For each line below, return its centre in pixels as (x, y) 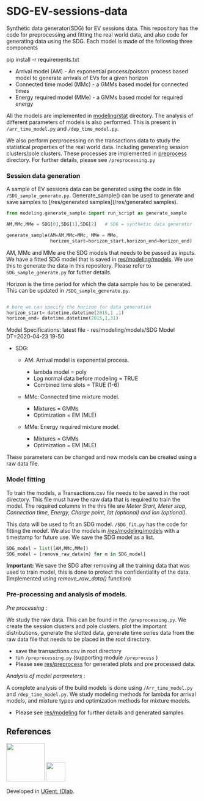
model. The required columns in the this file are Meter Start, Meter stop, (97, 506)
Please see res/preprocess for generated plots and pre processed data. (105, 664)
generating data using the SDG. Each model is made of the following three (100, 41)
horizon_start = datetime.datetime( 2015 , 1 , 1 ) (65, 313)
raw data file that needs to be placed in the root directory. (79, 639)
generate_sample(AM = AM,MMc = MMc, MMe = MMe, (63, 235)
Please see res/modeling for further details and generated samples (100, 712)
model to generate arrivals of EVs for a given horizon (82, 78)
